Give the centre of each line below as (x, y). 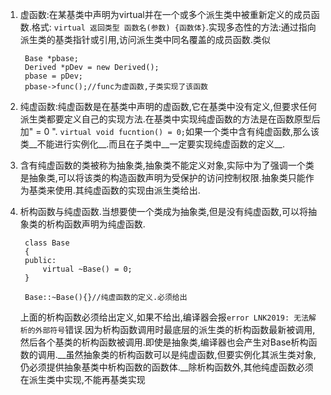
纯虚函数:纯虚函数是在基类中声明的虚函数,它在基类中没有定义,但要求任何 (168, 106)
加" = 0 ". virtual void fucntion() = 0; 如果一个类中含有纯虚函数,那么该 (169, 131)
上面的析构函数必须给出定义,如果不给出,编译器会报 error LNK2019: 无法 (164, 317)
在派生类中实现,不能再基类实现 (82, 379)
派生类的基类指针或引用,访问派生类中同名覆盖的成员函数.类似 (145, 39)
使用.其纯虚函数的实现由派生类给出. (127, 190)
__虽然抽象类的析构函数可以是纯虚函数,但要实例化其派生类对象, (187, 354)
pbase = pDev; (54, 76)
